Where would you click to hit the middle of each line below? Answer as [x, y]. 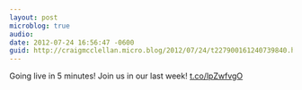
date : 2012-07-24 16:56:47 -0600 [72, 42]
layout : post [34, 17]
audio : [22, 34]
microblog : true [40, 26]
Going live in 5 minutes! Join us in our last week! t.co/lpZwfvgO [126, 76]
